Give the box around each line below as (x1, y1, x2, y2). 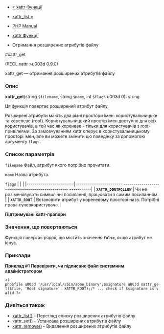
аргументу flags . (5, 139, 41, 145)
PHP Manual (12, 23, 38, 29)
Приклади (5, 252, 31, 259)
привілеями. (5, 128, 31, 134)
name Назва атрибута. (5, 171, 49, 178)
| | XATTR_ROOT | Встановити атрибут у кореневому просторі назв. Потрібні (5, 197, 159, 202)
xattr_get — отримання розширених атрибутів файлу (5, 70, 115, 76)
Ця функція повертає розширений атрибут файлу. (5, 103, 109, 109)
